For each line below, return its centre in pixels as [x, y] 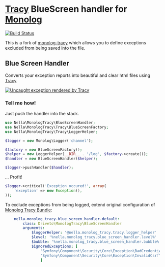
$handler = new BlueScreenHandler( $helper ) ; [51, 159]
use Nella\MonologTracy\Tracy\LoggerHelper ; [51, 132]
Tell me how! [21, 103]
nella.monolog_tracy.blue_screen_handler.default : [67, 219]
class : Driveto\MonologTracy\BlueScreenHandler [72, 223]
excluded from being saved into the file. [45, 48]
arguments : [34, 228]
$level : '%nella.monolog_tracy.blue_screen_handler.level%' [94, 237]
